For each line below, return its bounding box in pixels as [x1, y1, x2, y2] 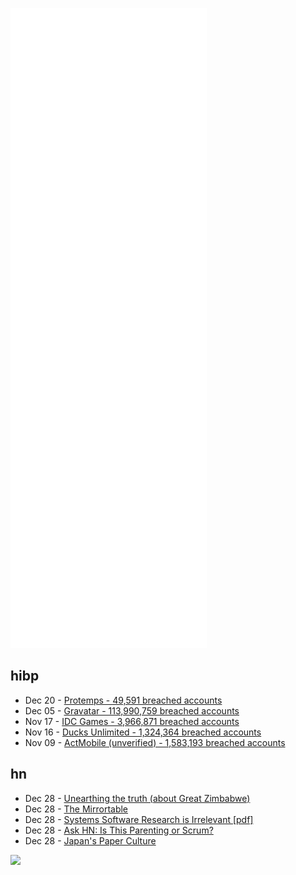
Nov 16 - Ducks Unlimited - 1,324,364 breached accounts [24, 726, 262, 738]
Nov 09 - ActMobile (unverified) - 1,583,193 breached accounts [24, 736, 286, 748]
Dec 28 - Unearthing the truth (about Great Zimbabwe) [24, 792, 251, 804]
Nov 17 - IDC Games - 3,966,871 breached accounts [24, 715, 240, 727]
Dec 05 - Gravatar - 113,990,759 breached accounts [24, 704, 240, 717]
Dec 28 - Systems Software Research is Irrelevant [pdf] [24, 813, 254, 825]
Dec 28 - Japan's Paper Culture [24, 834, 157, 847]
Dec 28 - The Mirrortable [24, 803, 129, 815]
